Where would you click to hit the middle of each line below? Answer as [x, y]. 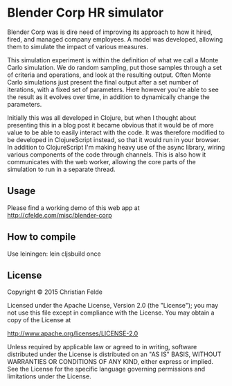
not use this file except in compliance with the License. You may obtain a [111, 313]
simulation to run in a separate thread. [61, 169]
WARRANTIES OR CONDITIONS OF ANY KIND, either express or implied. [110, 362]
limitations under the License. [49, 376]
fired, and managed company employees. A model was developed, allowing [115, 39]
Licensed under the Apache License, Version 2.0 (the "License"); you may [113, 306]
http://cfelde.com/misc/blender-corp [60, 215]
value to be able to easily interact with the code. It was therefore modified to [116, 132]
